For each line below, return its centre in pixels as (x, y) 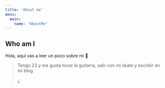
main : (15, 19)
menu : (11, 14)
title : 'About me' (24, 10)
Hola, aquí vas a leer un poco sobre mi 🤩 (47, 56)
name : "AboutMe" (31, 24)
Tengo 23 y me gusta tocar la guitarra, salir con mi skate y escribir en (89, 66)
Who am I (20, 44)
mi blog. (26, 71)
